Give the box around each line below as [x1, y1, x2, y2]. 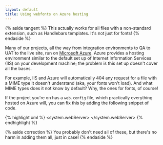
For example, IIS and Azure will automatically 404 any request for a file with [5, 75, 157, 81]
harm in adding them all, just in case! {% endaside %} [5, 134, 113, 140]
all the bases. [5, 65, 32, 71]
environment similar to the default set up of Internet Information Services [5, 55, 152, 61]
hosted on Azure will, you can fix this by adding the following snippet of [5, 100, 149, 106]
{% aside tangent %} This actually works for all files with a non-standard [5, 25, 151, 31]
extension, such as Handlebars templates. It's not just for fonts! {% [5, 30, 140, 36]
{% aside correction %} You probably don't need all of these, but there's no [5, 129, 157, 135]
